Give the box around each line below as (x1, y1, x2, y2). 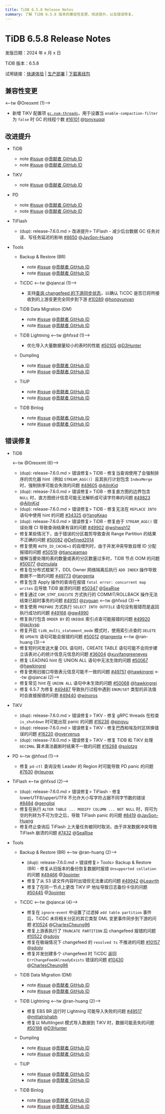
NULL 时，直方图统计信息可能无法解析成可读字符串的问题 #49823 (19, 494, 151, 500)
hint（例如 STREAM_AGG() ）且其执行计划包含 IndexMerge (42, 476, 153, 482)
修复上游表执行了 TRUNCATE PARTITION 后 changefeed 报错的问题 (27, 928, 156, 934)
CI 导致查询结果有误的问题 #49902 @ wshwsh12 (33, 524, 131, 530)
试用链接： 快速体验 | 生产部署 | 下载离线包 (5, 71, 91, 77)
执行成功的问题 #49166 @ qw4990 (19, 610, 89, 616)
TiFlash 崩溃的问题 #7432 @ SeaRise (19, 830, 93, 835)
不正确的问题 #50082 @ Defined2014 (19, 537, 94, 543)
